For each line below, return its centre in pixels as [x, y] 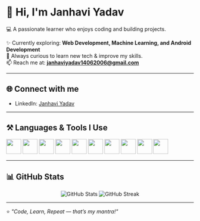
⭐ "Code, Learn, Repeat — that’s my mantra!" [62, 211]
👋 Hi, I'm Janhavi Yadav [65, 12]
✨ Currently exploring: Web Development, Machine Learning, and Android [99, 43]
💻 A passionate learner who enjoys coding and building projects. [86, 29]
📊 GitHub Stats [35, 177]
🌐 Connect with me [43, 89]
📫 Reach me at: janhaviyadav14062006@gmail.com [73, 63]
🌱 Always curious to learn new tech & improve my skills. [74, 55]
